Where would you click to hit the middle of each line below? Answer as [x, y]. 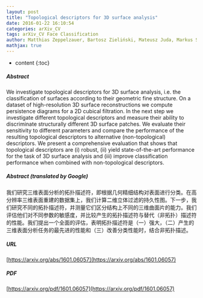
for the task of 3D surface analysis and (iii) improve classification [87, 156]
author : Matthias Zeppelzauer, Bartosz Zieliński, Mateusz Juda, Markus [100, 40]
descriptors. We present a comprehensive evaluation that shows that [92, 143]
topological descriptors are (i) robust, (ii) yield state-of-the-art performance [101, 149]
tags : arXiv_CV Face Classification [52, 34]
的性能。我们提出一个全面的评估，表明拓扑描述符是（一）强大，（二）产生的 [100, 222]
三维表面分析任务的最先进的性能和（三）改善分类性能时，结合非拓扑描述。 [99, 230]
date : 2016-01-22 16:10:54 [40, 23]
